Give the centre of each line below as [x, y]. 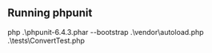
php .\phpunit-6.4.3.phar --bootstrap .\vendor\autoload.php [106, 32]
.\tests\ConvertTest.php [46, 40]
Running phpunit [50, 13]
